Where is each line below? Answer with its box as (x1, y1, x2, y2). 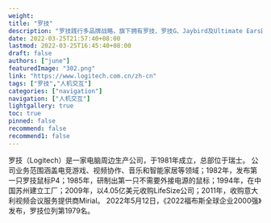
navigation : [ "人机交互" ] (8, 95, 91, 103)
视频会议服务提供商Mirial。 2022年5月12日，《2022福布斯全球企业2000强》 (15, 196, 262, 205)
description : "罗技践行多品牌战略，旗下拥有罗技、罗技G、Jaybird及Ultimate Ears (8, 27, 261, 35)
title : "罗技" (8, 19, 54, 27)
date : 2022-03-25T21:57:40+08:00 (8, 34, 121, 43)
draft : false (8, 49, 52, 57)
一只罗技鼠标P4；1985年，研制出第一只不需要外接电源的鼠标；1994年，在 (8, 175, 255, 185)
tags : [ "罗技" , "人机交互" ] (8, 79, 92, 87)
